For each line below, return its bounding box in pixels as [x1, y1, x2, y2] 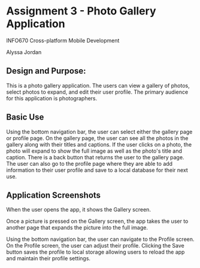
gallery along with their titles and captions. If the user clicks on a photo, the [6, 141, 192, 148]
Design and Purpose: [6, 66, 86, 76]
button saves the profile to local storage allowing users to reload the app [6, 248, 185, 256]
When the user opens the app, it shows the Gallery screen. [6, 206, 151, 213]
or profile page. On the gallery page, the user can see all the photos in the [6, 134, 189, 142]
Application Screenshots [6, 190, 101, 200]
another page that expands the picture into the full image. [6, 224, 149, 231]
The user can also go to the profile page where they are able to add [6, 160, 172, 167]
